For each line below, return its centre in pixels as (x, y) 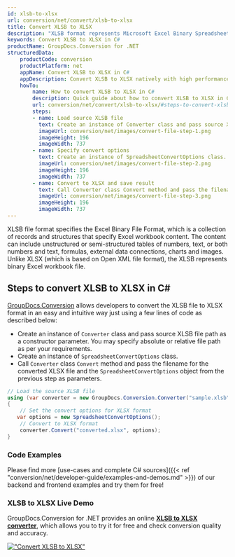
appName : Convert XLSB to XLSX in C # (75, 72)
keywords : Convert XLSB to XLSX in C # (64, 40)
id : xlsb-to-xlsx (33, 14)
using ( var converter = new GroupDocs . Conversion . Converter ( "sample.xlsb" (119, 398)
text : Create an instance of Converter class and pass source (131, 124)
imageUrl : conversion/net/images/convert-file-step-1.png (124, 131)
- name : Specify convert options (81, 151)
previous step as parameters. (59, 378)
